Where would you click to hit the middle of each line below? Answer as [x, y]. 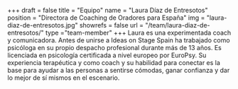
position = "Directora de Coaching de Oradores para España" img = [106, 18]
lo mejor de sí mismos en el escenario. [64, 78]
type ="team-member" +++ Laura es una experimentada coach [138, 32]
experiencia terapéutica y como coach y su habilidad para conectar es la [114, 63]
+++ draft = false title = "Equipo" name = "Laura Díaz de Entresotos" [108, 10]
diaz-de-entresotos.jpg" [43, 25]
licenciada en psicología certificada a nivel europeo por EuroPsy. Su [107, 55]
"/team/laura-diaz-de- [178, 25]
